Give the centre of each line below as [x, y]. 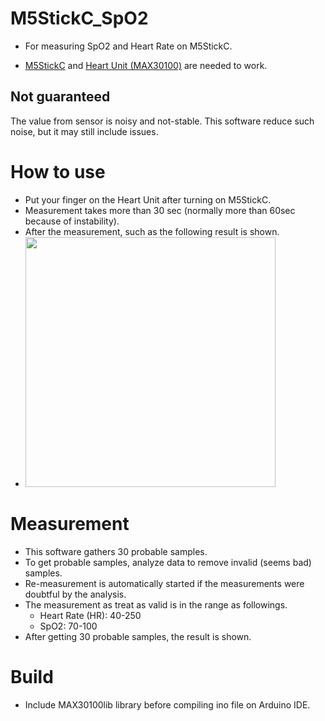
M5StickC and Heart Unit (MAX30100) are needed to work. [146, 65]
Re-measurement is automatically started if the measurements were [164, 583]
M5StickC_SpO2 [79, 18]
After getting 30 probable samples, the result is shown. [138, 636]
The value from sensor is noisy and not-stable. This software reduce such [162, 121]
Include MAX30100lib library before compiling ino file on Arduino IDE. [167, 704]
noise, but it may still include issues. [84, 131]
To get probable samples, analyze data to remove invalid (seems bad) [168, 562]
